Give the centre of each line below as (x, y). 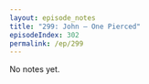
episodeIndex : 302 (44, 35)
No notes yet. (35, 69)
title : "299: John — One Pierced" (75, 26)
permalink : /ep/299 (47, 43)
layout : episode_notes (53, 18)
